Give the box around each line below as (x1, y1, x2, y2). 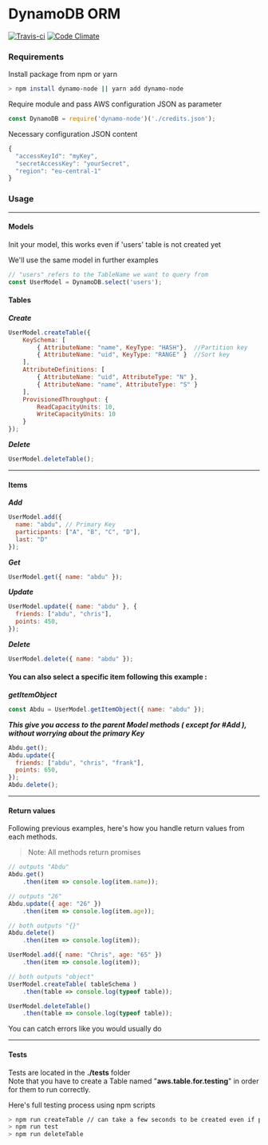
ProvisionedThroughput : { (22, 395, 109, 404)
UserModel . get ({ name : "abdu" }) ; (8, 572, 124, 580)
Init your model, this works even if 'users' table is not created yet (8, 239, 222, 249)
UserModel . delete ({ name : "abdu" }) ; (8, 655, 134, 663)
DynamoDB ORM (8, 5, 121, 23)
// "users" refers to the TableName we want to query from (8, 270, 209, 278)
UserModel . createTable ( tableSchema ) (8, 980, 137, 988)
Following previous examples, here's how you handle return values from (8, 824, 245, 833)
